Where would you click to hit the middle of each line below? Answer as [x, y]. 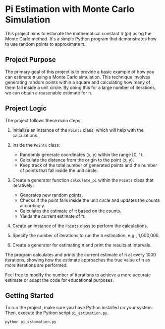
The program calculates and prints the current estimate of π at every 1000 [81, 254]
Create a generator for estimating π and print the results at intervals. [82, 245]
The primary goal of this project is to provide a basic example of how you [80, 72]
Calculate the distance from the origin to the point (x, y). [77, 160]
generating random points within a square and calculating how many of [78, 82]
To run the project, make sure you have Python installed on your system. [79, 308]
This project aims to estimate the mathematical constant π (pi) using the [79, 33]
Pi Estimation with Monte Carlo [70, 9]
